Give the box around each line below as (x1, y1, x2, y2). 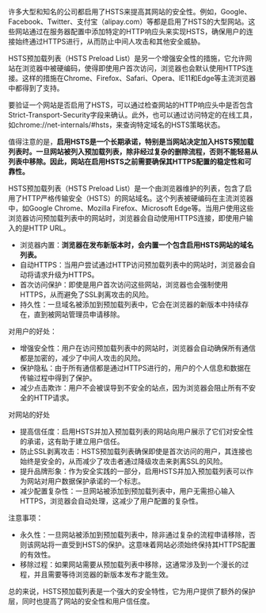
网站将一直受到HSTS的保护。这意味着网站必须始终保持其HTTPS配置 (33, 540, 256, 549)
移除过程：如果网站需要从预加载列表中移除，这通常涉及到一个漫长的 (19, 560, 242, 569)
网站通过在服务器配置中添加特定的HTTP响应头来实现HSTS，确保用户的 (14, 27, 247, 36)
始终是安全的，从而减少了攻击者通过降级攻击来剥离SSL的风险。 (19, 457, 227, 466)
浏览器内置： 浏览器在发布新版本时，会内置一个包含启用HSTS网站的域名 (19, 241, 254, 249)
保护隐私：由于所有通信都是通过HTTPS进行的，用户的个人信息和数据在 (19, 364, 252, 372)
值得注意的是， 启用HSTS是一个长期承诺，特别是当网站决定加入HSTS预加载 (8, 137, 254, 146)
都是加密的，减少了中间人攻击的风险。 (19, 353, 145, 363)
